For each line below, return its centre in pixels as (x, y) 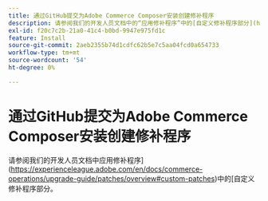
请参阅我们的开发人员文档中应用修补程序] (76, 160)
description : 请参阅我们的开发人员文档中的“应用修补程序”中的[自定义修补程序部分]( (132, 23)
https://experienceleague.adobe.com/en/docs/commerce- (107, 169)
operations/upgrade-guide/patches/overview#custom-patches (112, 178)
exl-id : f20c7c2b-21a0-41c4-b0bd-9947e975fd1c (87, 30)
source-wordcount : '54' (48, 61)
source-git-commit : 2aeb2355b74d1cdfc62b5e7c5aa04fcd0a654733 (114, 45)
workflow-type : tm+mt (44, 53)
